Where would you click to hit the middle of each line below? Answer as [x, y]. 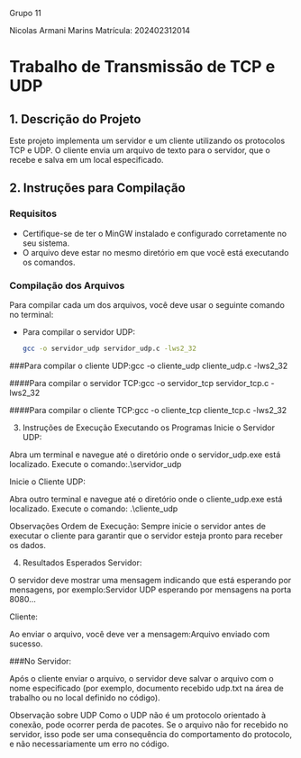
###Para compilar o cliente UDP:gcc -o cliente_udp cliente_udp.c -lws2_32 [149, 365]
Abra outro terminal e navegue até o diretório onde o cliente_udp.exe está [146, 499]
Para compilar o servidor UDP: [79, 331]
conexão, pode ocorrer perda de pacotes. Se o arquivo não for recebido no [149, 725]
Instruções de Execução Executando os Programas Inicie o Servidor [148, 428]
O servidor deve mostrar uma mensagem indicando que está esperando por [150, 580]
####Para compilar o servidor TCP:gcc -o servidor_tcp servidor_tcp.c [139, 383]
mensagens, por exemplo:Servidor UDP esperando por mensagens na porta [150, 590]
